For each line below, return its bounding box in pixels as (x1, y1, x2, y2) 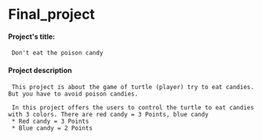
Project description (8, 65, 72, 75)
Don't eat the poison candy (11, 49, 104, 57)
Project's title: (8, 31, 56, 41)
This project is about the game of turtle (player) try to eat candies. (11, 83, 255, 91)
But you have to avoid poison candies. (8, 90, 139, 98)
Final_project (8, 5, 96, 23)
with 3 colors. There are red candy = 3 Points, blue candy (8, 110, 209, 118)
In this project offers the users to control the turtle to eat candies (11, 103, 255, 111)
